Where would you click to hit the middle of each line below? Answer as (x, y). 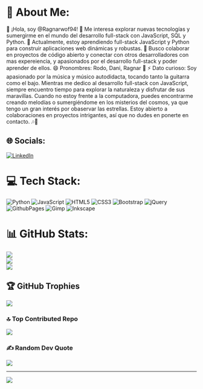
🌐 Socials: (26, 141)
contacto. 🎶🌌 (22, 121)
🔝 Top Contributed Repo (42, 319)
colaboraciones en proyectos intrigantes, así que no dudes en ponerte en (98, 115)
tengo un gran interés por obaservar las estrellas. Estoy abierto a (87, 109)
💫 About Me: (38, 12)
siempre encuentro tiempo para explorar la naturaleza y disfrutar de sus (96, 89)
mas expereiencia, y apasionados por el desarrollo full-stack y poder (92, 61)
